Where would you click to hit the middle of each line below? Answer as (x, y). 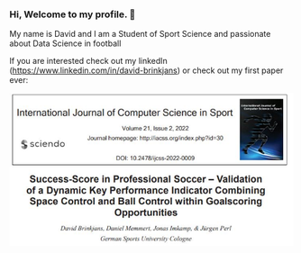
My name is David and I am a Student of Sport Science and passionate (140, 34)
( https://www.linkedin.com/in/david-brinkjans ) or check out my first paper (146, 70)
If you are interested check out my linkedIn (89, 61)
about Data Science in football (65, 43)
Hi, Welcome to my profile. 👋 (73, 14)
